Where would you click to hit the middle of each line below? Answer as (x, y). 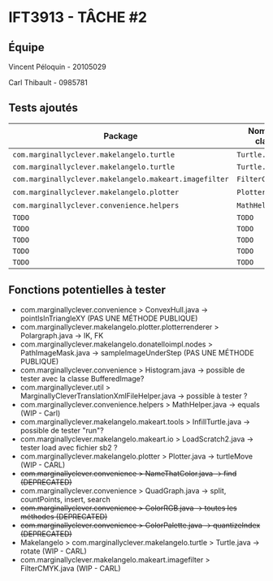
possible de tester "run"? (62, 430)
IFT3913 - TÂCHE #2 (78, 17)
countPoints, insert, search (65, 499)
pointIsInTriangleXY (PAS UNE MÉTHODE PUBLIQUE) (109, 318)
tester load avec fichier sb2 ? (69, 447)
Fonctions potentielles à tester (87, 290)
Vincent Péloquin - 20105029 (58, 67)
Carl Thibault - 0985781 (48, 82)
